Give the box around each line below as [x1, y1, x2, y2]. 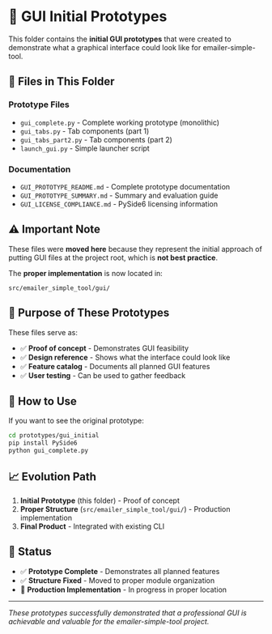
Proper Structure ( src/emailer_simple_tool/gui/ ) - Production [19, 504, 231, 513]
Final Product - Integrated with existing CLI [19, 521, 165, 531]
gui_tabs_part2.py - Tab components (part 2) [19, 134, 172, 144]
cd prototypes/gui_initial [8, 432, 100, 440]
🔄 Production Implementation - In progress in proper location [19, 585, 227, 594]
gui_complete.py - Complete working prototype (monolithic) [19, 117, 220, 127]
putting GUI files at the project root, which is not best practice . [8, 253, 219, 262]
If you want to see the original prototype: [8, 416, 144, 426]
